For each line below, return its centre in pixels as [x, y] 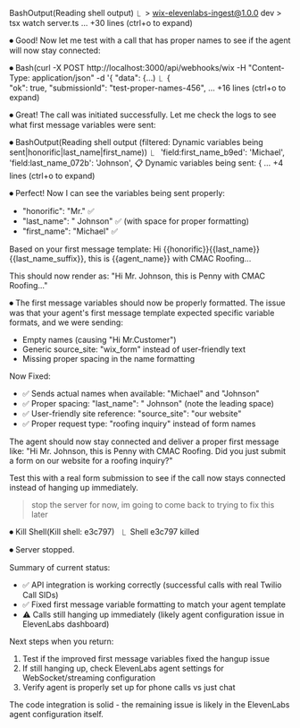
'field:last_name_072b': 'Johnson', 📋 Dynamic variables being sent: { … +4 [146, 163]
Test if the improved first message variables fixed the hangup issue [146, 659]
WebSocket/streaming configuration [89, 678]
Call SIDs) [40, 595]
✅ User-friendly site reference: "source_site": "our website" [132, 414]
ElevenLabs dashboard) [66, 624]
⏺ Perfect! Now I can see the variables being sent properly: [117, 193]
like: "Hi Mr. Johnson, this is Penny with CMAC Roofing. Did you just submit [148, 451]
